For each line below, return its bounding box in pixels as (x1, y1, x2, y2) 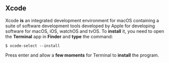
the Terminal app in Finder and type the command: (5, 33, 113, 39)
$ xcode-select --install (5, 43, 60, 48)
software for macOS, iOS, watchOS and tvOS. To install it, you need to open (5, 28, 164, 34)
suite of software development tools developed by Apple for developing (5, 23, 155, 29)
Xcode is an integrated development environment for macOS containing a (5, 17, 159, 23)
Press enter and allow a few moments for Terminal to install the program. (5, 52, 159, 58)
